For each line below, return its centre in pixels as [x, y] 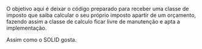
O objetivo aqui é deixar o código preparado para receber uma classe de [98, 9]
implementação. [27, 28]
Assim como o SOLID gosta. [41, 40]
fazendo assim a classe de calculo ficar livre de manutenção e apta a [93, 21]
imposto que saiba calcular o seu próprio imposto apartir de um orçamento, [101, 15]
